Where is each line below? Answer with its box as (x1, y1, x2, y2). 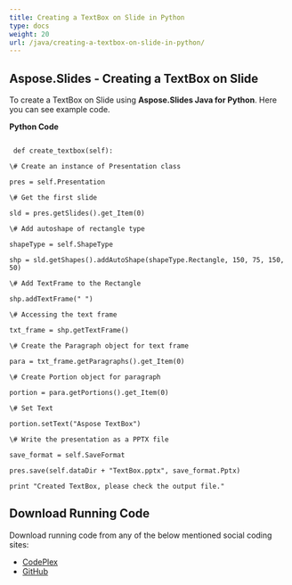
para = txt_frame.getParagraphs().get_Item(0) (9, 358, 185, 367)
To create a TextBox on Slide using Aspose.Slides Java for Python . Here (9, 95, 278, 105)
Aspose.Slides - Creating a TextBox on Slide (9, 70, 259, 86)
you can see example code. (9, 104, 110, 115)
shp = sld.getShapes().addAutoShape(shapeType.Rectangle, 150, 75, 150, (9, 256, 285, 265)
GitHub (21, 565, 49, 576)
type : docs (9, 21, 50, 30)
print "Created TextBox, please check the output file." (9, 482, 225, 491)
